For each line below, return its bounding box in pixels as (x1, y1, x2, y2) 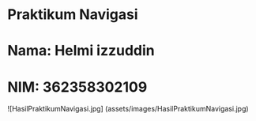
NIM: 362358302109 (7, 78, 148, 96)
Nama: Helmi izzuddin (7, 42, 155, 60)
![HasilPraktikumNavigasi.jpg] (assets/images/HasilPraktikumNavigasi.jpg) (7, 104, 250, 114)
